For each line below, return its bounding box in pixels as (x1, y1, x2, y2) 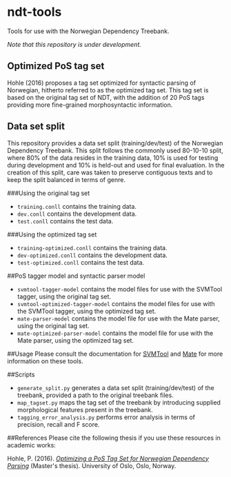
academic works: (7, 440, 57, 449)
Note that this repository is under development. (7, 40, 141, 48)
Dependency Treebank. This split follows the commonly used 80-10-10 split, (7, 146, 223, 154)
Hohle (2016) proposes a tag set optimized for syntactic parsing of (7, 79, 197, 87)
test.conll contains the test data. (17, 216, 114, 225)
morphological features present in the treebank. (17, 405, 153, 414)
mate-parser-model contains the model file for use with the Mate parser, (17, 314, 220, 323)
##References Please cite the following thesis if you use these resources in (7, 434, 221, 442)
